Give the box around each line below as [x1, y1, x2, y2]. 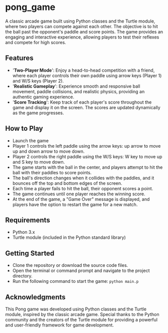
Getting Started [5, 249, 55, 257]
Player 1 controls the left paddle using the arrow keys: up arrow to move [12, 143, 161, 149]
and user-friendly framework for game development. [5, 322, 114, 328]
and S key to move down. [12, 159, 65, 165]
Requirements [5, 216, 50, 224]
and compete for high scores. [5, 39, 66, 45]
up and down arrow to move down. [12, 148, 85, 154]
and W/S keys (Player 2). [12, 78, 64, 84]
